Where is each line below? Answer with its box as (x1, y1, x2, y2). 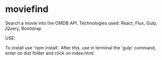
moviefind (5, 3, 49, 15)
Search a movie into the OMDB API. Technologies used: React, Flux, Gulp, (5, 20, 157, 26)
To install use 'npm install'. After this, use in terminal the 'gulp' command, (5, 44, 156, 50)
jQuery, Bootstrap (5, 25, 42, 31)
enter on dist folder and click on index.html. (5, 50, 95, 56)
